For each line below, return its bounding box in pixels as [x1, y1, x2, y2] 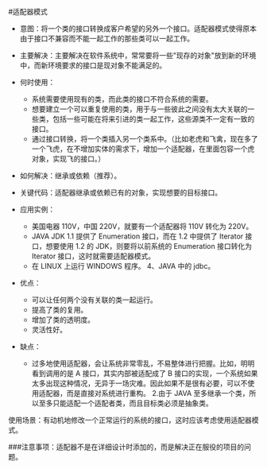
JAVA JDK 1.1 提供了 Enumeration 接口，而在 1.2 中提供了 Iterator [31, 231, 244, 241]
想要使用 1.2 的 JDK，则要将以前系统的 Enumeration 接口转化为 [45, 242, 253, 250]
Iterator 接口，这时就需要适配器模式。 [31, 251, 156, 261]
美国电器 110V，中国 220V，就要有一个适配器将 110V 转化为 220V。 [31, 222, 253, 231]
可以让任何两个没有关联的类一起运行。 [31, 295, 157, 304]
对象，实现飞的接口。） [31, 154, 106, 163]
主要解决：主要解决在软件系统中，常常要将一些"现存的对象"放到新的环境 [19, 51, 257, 60]
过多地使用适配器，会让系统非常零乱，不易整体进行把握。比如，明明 [31, 359, 255, 368]
